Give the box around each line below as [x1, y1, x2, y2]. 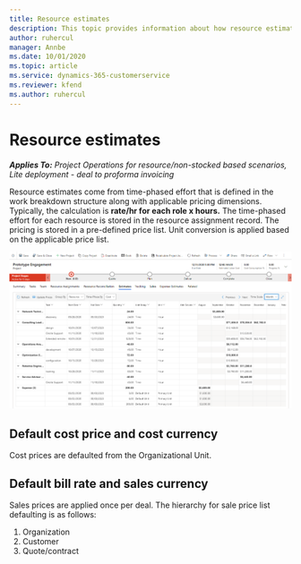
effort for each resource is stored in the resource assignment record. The [9, 215, 279, 226]
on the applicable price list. [9, 234, 109, 244]
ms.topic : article [9, 62, 78, 71]
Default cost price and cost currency [9, 426, 219, 441]
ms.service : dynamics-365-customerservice [9, 72, 170, 81]
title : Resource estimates [9, 14, 110, 23]
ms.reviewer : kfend [9, 81, 82, 90]
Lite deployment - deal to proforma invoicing [9, 168, 175, 179]
